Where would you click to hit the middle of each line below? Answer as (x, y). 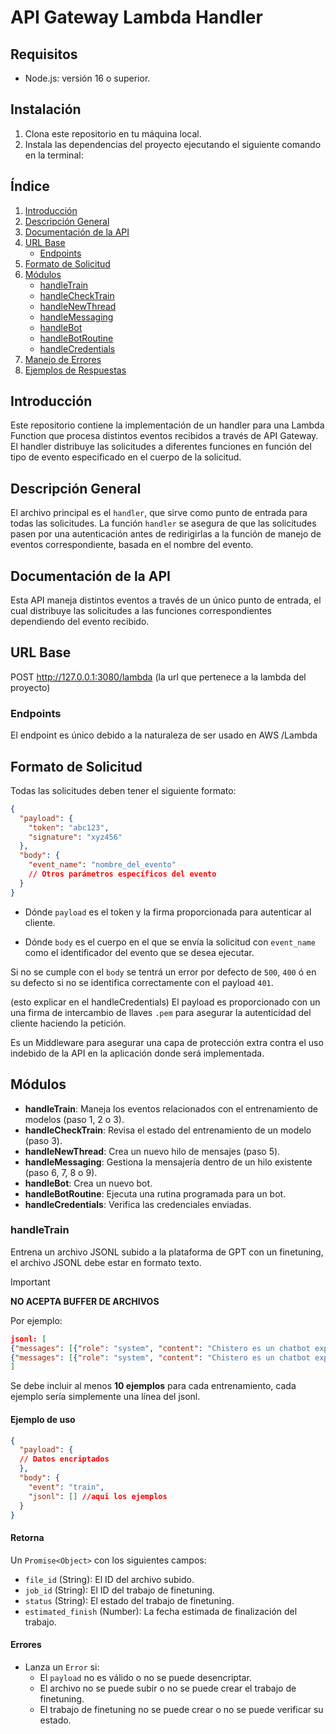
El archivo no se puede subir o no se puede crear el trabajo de (168, 1688)
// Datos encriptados (64, 1459)
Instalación (46, 109)
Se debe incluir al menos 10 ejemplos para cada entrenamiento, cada (153, 1386)
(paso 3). (43, 1140)
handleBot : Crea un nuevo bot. (88, 1183)
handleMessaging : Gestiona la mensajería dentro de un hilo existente (168, 1162)
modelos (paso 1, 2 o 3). (74, 1119)
